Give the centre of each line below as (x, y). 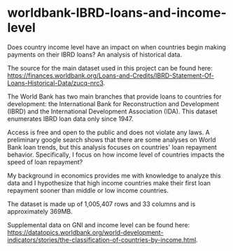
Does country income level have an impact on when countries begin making (116, 47)
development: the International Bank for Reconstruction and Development (113, 103)
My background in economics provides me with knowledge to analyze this (114, 175)
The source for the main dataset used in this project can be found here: (110, 68)
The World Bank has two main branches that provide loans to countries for (114, 96)
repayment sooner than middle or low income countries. (88, 190)
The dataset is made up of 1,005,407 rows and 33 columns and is (101, 203)
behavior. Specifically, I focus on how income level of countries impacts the (116, 155)
